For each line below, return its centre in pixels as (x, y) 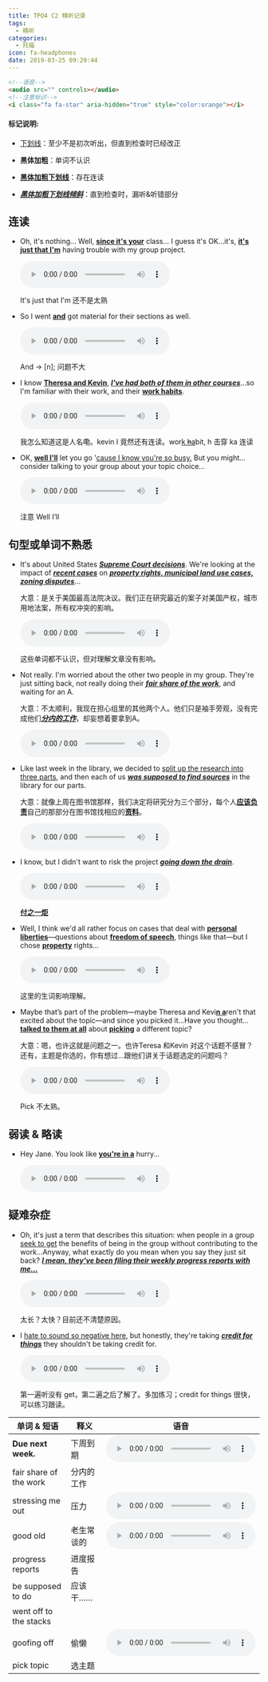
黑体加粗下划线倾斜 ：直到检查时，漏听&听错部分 (99, 194)
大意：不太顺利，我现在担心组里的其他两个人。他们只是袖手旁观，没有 (135, 708)
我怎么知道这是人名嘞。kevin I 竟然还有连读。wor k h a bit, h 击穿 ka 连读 (136, 442)
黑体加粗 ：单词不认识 (55, 160)
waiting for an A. (47, 692)
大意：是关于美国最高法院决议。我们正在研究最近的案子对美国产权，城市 (138, 598)
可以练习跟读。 (44, 1404)
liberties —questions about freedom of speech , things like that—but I (134, 937)
